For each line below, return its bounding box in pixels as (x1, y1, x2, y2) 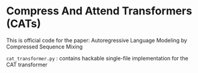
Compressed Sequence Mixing (6, 43, 83, 50)
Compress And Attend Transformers (6, 4, 193, 18)
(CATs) (6, 17, 41, 31)
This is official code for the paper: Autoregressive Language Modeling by (6, 36, 188, 44)
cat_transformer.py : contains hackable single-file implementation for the (6, 54, 188, 62)
